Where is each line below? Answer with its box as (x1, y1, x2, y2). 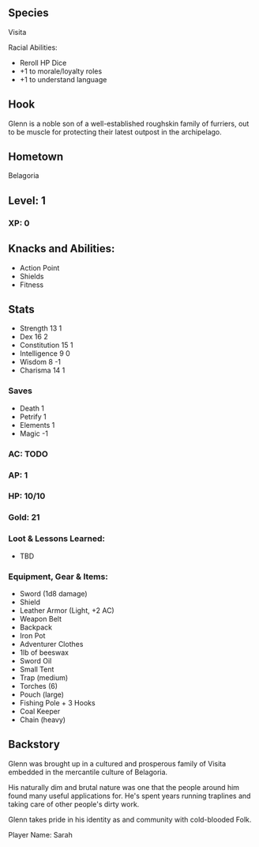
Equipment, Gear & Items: (8, 571, 108, 582)
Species (8, 6, 49, 20)
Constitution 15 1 (19, 340, 73, 350)
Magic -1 (19, 429, 49, 438)
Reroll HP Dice (19, 58, 67, 67)
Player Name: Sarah (8, 830, 73, 839)
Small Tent (19, 664, 54, 674)
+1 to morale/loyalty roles (19, 66, 103, 76)
